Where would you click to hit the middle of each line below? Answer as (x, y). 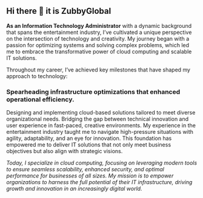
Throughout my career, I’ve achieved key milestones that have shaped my (98, 70)
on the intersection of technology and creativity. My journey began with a (98, 38)
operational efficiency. (40, 99)
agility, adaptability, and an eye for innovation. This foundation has (89, 138)
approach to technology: (37, 76)
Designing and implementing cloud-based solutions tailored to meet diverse (101, 113)
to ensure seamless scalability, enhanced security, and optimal (85, 170)
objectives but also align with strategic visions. (65, 151)
